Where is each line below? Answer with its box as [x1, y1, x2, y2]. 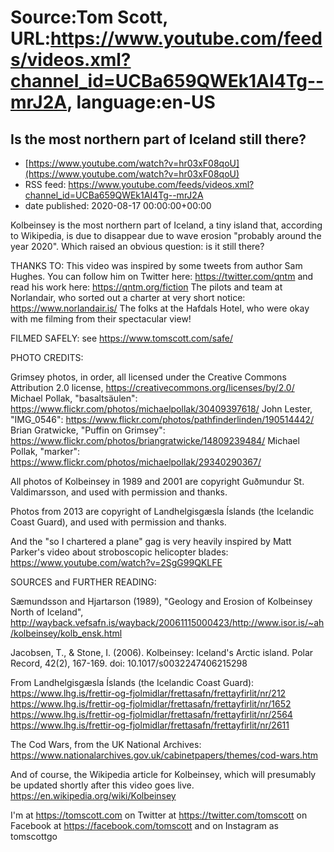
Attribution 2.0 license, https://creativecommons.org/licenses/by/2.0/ [10, 382, 295, 393]
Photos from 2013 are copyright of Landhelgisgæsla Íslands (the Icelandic [10, 506, 315, 517]
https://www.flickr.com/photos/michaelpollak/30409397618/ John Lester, [10, 403, 313, 415]
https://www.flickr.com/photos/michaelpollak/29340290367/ [10, 456, 262, 468]
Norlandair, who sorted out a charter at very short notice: [10, 292, 246, 303]
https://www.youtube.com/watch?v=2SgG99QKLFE [10, 557, 223, 568]
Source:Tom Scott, [10, 6, 168, 29]
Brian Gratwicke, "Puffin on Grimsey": [10, 424, 166, 436]
